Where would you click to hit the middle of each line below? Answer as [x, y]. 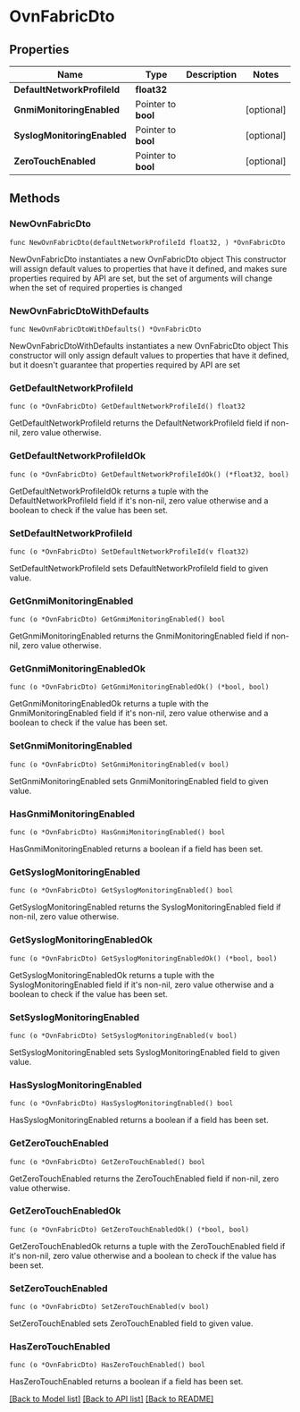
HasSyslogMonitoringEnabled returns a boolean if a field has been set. [139, 1120]
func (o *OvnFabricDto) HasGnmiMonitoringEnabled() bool [117, 833]
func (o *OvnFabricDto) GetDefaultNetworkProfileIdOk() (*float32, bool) [150, 474]
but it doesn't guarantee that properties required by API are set [125, 365]
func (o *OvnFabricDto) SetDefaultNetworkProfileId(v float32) [129, 552]
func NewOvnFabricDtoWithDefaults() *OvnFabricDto [105, 329]
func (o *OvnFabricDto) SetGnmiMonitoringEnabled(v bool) [119, 765]
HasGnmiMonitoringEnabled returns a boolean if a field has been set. [136, 849]
